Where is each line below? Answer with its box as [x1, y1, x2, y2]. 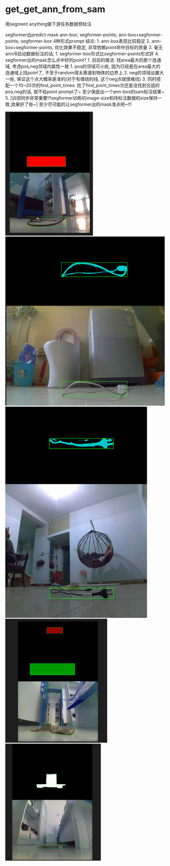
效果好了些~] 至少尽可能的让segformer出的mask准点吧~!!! [11, 101, 132, 107]
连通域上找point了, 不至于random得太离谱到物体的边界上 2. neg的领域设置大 [5, 69, 164, 75]
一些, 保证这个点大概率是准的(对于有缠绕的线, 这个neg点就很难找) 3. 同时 [5, 76, 157, 82]
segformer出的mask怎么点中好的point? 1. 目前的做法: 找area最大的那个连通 [5, 57, 161, 63]
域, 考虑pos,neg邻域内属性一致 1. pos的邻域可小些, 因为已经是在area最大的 [5, 63, 161, 69]
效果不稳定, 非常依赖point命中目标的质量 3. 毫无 [63, 44, 163, 50]
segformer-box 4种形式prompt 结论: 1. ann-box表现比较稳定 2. [20, 38, 151, 44]
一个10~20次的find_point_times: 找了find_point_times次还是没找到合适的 [9, 82, 160, 88]
